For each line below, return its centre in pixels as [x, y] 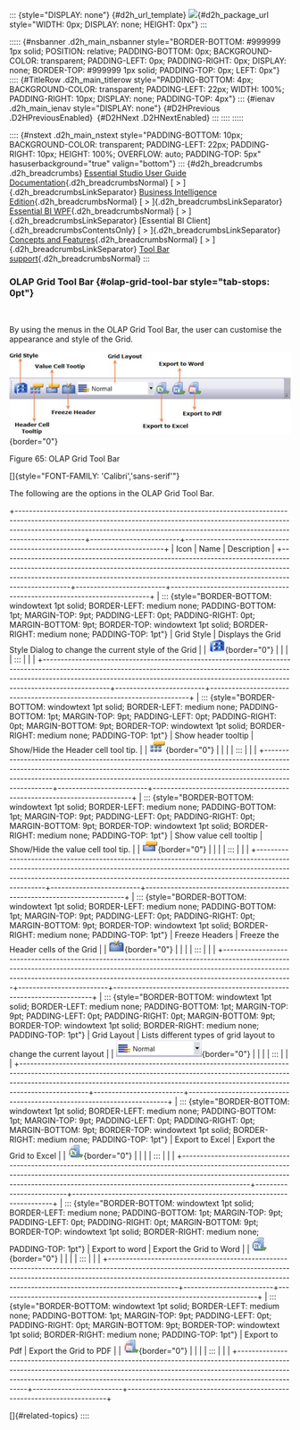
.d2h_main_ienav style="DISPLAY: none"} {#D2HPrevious [115, 108]
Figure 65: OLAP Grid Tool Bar [65, 458]
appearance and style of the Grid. [71, 339]
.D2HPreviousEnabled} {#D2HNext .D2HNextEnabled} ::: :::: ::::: [126, 118]
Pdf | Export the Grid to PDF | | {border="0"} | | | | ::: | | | [120, 1350]
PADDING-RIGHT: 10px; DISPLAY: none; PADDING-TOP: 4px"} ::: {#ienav [142, 99]
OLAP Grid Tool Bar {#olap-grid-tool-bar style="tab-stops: [140, 282]
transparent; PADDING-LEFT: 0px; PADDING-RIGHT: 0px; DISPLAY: [164, 61]
